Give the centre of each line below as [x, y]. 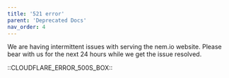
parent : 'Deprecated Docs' [47, 20]
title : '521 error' [36, 14]
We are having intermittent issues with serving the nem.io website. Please [114, 47]
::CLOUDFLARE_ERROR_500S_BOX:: [60, 68]
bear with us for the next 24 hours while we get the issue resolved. [105, 54]
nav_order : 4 [27, 27]
